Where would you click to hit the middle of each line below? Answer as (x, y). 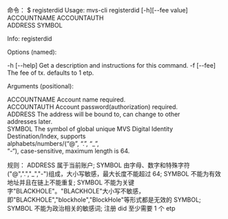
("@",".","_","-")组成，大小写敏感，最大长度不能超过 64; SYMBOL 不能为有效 (114, 174)
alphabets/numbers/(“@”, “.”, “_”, (53, 143)
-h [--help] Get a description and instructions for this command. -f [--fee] (111, 65)
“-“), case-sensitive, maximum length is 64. (69, 151)
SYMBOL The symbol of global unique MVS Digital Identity (90, 129)
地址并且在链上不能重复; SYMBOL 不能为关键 (71, 182)
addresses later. (30, 122)
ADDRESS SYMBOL (35, 25)
